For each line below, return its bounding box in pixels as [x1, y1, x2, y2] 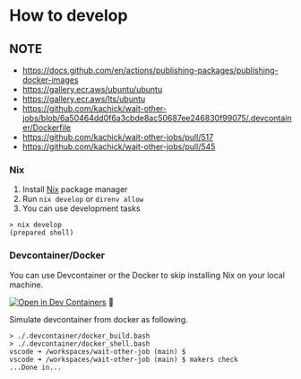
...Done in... [9, 363, 63, 372]
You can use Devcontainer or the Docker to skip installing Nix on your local [9, 269, 285, 280]
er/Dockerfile [21, 122, 72, 133]
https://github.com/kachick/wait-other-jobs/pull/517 [21, 132, 214, 142]
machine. [9, 279, 44, 290]
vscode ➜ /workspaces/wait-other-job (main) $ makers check [9, 355, 239, 364]
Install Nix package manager [21, 184, 128, 195]
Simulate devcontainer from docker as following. [9, 313, 188, 324]
